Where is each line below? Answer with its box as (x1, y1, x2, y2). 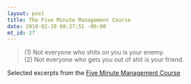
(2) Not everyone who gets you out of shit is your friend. (23, 56, 184, 64)
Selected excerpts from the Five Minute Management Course (7, 69, 181, 77)
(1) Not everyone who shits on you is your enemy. (23, 48, 165, 56)
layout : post (7, 10, 45, 17)
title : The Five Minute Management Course (7, 17, 131, 23)
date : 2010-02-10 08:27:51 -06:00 (7, 23, 107, 30)
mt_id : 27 (7, 29, 36, 36)
